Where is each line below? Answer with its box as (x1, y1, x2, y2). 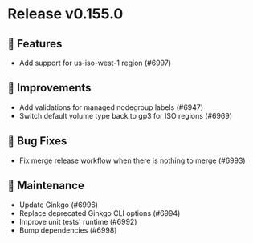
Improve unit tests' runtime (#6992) (18, 217, 137, 227)
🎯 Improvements (7, 81, 92, 95)
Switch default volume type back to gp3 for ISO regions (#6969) (18, 111, 233, 120)
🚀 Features (7, 37, 63, 51)
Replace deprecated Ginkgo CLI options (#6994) (18, 209, 181, 218)
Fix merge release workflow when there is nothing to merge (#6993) (18, 156, 246, 165)
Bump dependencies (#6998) (18, 225, 117, 235)
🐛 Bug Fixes (7, 134, 67, 148)
